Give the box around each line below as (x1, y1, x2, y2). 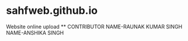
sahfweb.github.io (6, 4, 98, 17)
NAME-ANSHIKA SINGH (6, 29, 64, 36)
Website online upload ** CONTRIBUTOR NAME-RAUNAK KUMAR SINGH (6, 23, 183, 30)
